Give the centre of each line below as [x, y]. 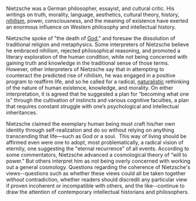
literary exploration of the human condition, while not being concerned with [97, 57]
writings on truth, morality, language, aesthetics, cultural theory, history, [93, 15]
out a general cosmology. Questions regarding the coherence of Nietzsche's [98, 167]
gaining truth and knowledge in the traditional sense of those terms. [88, 63]
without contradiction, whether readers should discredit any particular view [97, 179]
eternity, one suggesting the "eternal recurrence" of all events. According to [98, 149]
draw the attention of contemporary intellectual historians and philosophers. [97, 192]
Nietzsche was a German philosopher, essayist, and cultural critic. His [90, 8]
